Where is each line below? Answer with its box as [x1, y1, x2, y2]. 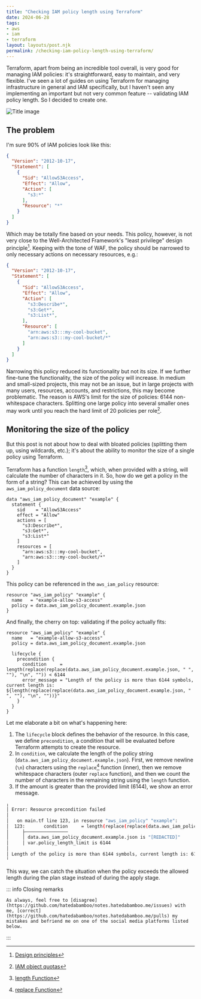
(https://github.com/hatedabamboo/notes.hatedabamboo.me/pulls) [6, 913, 170, 919]
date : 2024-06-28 [6, 14, 50, 20]
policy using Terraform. [6, 453, 64, 460]
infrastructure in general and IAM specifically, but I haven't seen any [6, 83, 175, 91]
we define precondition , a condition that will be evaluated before [14, 737, 175, 745]
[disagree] [70, 897, 98, 903]
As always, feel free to [6, 897, 68, 903]
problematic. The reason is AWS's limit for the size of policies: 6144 [6, 394, 173, 401]
